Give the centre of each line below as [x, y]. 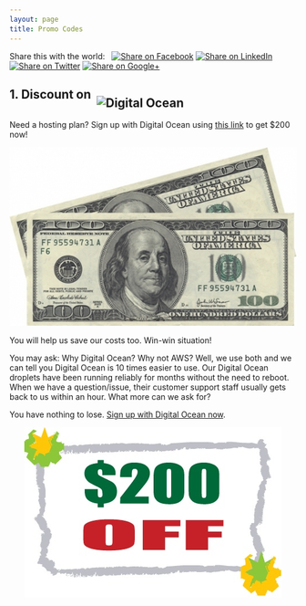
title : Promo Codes [46, 29]
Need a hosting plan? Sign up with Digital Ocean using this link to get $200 [150, 125]
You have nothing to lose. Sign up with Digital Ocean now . [117, 414]
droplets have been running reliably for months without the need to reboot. [149, 378]
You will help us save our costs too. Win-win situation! [111, 340]
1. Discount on [51, 94]
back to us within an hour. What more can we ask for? [110, 397]
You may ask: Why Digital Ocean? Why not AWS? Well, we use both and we [151, 358]
